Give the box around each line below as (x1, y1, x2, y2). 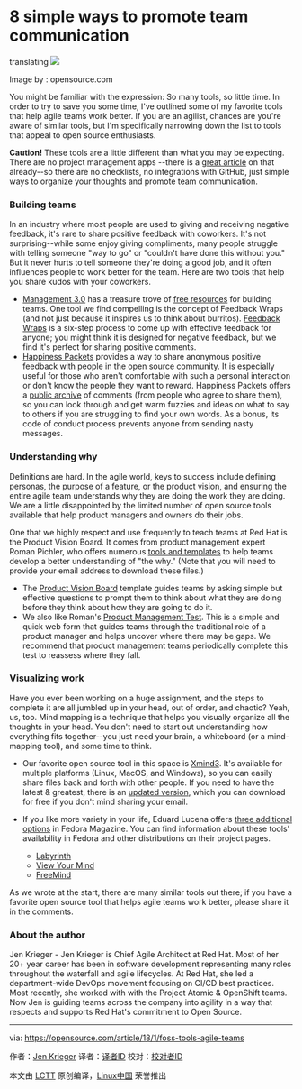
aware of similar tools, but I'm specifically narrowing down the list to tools (9, 120, 282, 131)
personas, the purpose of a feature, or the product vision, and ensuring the (9, 480, 288, 491)
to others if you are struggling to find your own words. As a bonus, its (22, 408, 280, 420)
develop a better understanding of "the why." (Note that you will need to (9, 555, 276, 566)
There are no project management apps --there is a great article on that (9, 156, 275, 168)
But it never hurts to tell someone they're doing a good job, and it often (9, 257, 271, 268)
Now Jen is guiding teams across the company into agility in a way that (9, 997, 272, 1008)
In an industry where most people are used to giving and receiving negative (9, 219, 289, 230)
